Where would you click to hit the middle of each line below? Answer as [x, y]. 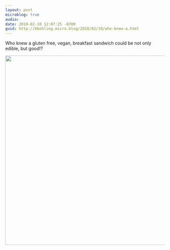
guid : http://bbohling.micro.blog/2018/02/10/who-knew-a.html [72, 29]
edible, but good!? [24, 49]
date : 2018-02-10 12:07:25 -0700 [40, 24]
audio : [12, 19]
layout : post [19, 10]
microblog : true [22, 15]
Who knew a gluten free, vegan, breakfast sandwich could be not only [78, 43]
